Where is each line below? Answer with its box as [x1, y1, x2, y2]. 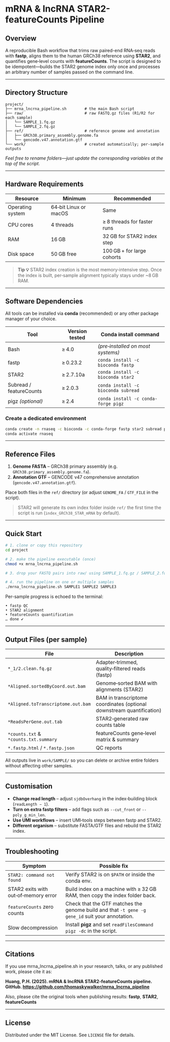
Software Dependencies [5, 297, 83, 306]
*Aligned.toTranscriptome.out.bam [8, 701, 91, 707]
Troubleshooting [5, 847, 59, 856]
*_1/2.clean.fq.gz [8, 666, 52, 672]
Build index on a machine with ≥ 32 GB [65, 885, 157, 892]
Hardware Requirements [5, 180, 84, 189]
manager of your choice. [5, 316, 57, 322]
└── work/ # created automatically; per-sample [5, 141, 164, 147]
